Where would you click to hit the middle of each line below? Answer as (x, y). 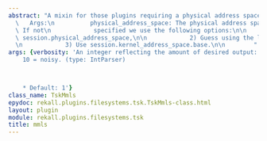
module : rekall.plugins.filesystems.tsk (76, 117)
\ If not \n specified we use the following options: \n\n (131, 30)
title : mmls (28, 125)
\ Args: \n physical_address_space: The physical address (131, 23)
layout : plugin (33, 110)
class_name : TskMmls (43, 95)
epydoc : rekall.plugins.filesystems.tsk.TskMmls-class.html (110, 103)
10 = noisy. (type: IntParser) (74, 60)
